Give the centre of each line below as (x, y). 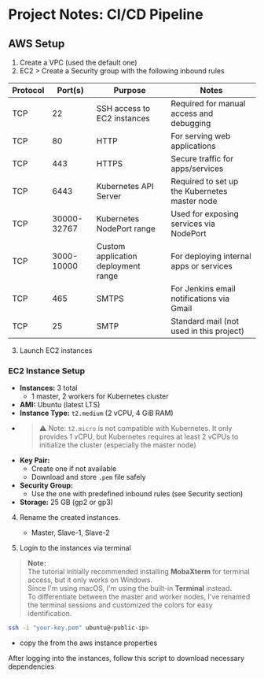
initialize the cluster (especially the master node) (117, 445)
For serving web (201, 136)
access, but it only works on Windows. (90, 580)
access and (192, 113)
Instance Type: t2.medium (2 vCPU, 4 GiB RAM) (97, 413)
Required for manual (208, 104)
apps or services (202, 266)
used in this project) (208, 331)
